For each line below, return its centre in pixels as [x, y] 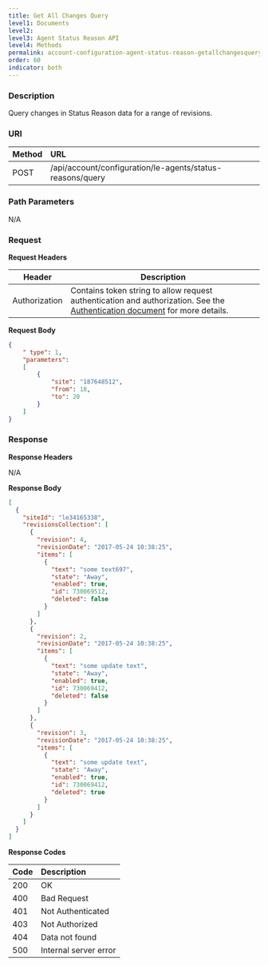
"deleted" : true [78, 792]
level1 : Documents [39, 23]
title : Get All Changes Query [59, 16]
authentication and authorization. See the [148, 300]
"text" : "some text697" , [92, 569]
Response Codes [37, 853]
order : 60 [25, 61]
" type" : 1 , [42, 352]
